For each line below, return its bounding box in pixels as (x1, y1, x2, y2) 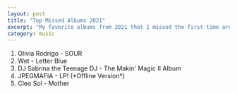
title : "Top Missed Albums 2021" (7, 17, 106, 24)
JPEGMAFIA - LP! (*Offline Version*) (17, 72, 126, 80)
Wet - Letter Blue (17, 57, 68, 66)
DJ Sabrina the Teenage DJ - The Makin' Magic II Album (17, 64, 182, 73)
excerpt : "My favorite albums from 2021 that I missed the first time (7, 23, 219, 30)
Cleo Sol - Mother (17, 79, 70, 88)
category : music (7, 30, 55, 37)
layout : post (7, 10, 46, 18)
